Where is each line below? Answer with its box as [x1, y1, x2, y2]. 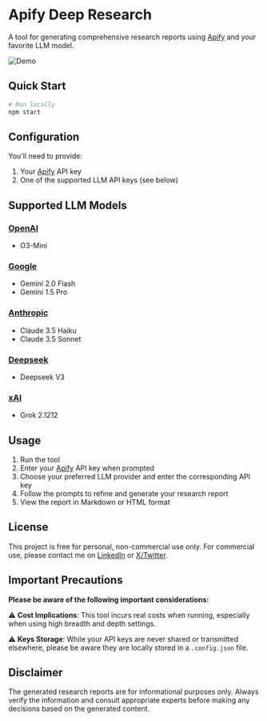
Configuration [8, 130, 80, 143]
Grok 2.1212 [19, 411, 58, 420]
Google [8, 260, 38, 271]
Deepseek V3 [19, 372, 66, 382]
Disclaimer [8, 666, 63, 679]
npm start [8, 108, 42, 116]
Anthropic [8, 307, 49, 318]
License [8, 520, 49, 534]
